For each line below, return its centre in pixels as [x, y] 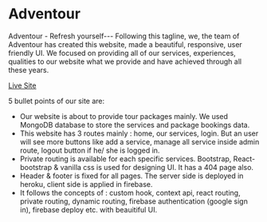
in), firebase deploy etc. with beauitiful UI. [88, 209]
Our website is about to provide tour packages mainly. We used [124, 116]
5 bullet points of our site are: [57, 101]
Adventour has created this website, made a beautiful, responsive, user [126, 44]
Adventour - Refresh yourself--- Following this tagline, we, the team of [124, 36]
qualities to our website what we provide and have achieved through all [125, 61]
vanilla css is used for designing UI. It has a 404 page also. [157, 167]
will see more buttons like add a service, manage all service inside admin [139, 141]
